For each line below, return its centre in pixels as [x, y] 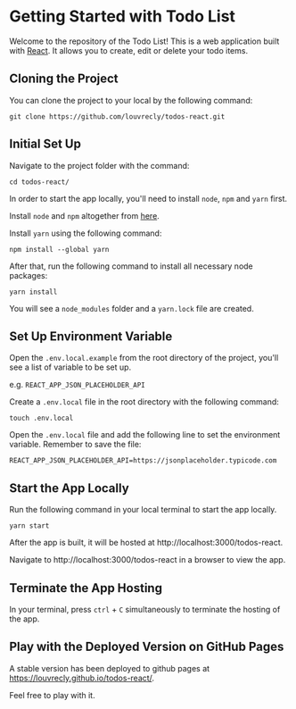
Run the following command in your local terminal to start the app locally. [143, 510]
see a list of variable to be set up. [70, 367]
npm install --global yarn [59, 249]
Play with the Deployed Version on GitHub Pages [147, 647]
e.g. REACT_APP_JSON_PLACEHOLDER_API [77, 385]
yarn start [29, 526]
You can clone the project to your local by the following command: [131, 100]
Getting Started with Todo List [123, 17]
